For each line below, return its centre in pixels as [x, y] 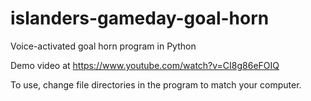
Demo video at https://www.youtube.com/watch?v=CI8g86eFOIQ [145, 65]
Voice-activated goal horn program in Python [103, 46]
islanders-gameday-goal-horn [140, 18]
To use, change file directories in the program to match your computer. [156, 84]
